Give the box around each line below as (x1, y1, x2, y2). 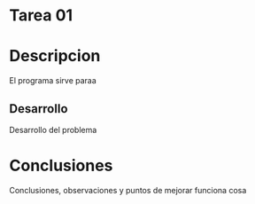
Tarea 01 (9, 5, 73, 26)
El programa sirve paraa (9, 75, 97, 86)
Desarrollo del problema (9, 124, 97, 135)
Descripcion (9, 46, 101, 67)
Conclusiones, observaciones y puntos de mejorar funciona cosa (9, 184, 247, 195)
